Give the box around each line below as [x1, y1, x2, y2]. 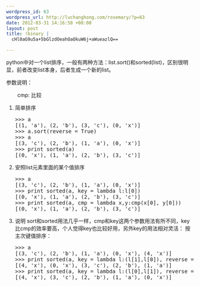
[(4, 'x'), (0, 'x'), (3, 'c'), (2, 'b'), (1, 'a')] [14, 262, 173, 269]
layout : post [6, 25, 39, 32]
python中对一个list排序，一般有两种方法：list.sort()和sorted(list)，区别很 [6, 59, 183, 66]
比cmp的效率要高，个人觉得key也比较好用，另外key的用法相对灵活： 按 [14, 225, 190, 232]
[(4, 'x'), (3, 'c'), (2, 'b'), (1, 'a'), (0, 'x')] [14, 274, 173, 281]
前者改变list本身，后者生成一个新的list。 [16, 66, 114, 73]
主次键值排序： [14, 232, 52, 239]
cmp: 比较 [17, 92, 42, 98]
